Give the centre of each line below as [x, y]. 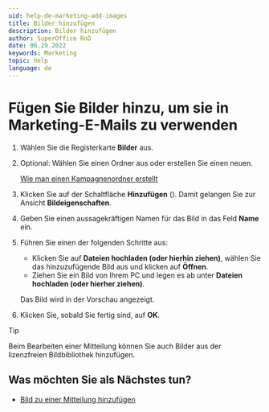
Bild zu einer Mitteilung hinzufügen [77, 399]
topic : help [28, 61]
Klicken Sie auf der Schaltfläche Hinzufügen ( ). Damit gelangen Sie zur [138, 194]
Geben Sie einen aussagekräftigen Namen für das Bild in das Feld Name [139, 218]
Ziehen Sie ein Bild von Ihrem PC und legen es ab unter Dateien [137, 275]
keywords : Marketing [43, 53]
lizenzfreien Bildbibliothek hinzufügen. [71, 354]
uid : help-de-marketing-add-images [68, 16]
